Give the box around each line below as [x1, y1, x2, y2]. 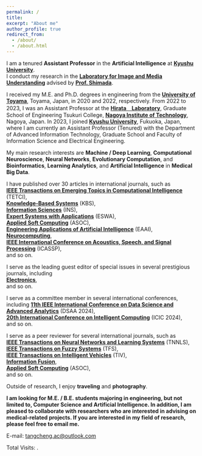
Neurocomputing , [6, 232, 52, 239]
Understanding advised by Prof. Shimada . [6, 79, 114, 86]
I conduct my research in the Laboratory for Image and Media [6, 72, 162, 80]
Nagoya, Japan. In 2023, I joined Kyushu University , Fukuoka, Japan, [6, 118, 181, 125]
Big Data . [6, 168, 30, 175]
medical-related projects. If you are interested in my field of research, [6, 413, 186, 421]
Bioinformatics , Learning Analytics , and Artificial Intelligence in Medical [6, 162, 193, 169]
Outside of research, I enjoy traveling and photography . [6, 382, 148, 390]
